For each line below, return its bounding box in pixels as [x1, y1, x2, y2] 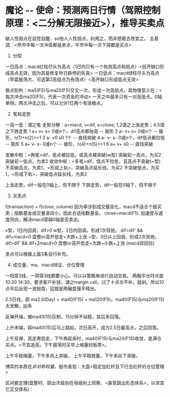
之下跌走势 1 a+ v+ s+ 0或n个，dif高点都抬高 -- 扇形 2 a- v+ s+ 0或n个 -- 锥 [5, 128, 164, 134]
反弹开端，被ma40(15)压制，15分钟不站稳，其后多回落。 [5, 313, 124, 320]
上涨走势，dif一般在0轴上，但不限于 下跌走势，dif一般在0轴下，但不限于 [5, 182, 157, 188]
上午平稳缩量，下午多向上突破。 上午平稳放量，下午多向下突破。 [5, 352, 140, 359]
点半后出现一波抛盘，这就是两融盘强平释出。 [5, 285, 99, 292]
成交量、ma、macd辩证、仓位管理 [12, 261, 85, 268]
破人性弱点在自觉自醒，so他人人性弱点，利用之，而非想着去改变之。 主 [5, 35, 154, 41]
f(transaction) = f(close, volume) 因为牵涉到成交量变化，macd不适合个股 [5, 203, 158, 210]
